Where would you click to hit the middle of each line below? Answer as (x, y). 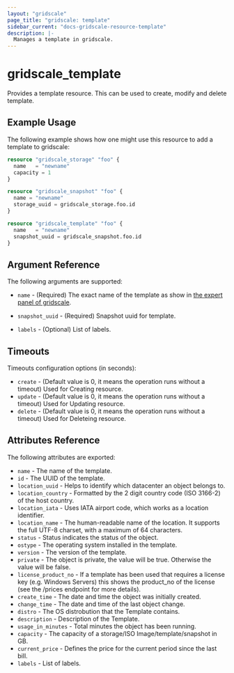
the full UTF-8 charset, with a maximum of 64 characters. (100, 529)
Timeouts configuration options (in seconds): (72, 368)
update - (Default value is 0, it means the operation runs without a (111, 396)
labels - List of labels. (49, 663)
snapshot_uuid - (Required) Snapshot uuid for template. (96, 316)
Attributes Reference (54, 441)
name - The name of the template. (65, 470)
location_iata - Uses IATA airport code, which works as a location (113, 508)
